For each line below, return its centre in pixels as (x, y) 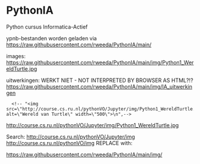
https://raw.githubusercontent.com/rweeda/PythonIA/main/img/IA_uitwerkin (99, 86)
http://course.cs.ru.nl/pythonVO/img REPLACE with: (69, 143)
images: (16, 56)
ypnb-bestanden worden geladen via (51, 38)
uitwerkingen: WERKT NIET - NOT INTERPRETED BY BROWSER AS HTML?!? (100, 80)
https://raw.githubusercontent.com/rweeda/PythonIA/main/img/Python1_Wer (100, 62)
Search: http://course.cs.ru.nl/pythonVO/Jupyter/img (71, 137)
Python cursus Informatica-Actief (47, 27)
